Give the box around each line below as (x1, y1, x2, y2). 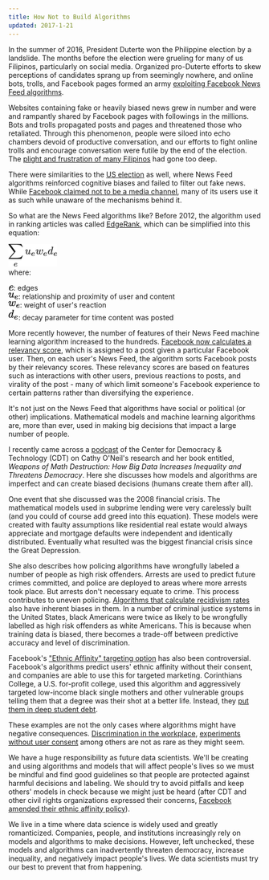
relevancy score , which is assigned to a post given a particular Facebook (8, 345, 250, 355)
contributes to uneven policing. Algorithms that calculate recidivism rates (8, 595, 251, 605)
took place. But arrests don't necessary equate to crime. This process (8, 586, 239, 596)
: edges (13, 283, 39, 292)
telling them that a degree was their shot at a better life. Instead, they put (8, 695, 249, 706)
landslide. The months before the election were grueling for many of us (8, 53, 243, 63)
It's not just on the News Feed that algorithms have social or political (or (8, 403, 247, 413)
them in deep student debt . (8, 704, 98, 714)
